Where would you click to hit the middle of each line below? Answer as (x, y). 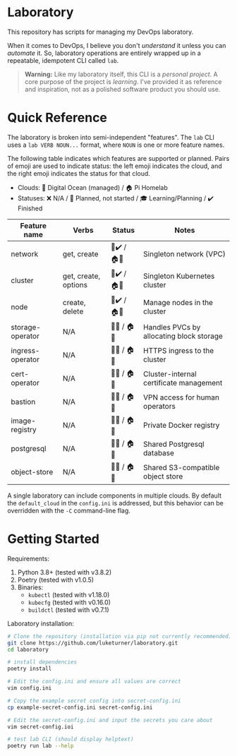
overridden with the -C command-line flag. (69, 510)
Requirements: (28, 558)
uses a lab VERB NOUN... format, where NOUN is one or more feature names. (116, 145)
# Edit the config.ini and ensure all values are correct (94, 682)
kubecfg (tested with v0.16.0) (69, 602)
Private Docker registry (182, 426)
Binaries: (30, 587)
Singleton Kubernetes (179, 276)
